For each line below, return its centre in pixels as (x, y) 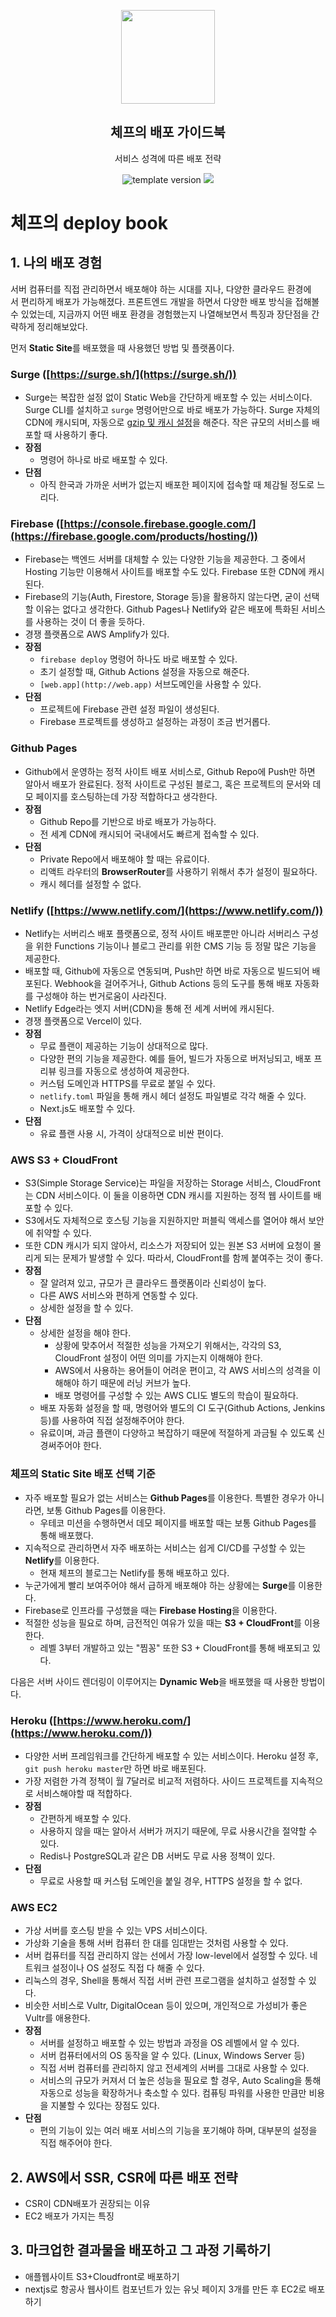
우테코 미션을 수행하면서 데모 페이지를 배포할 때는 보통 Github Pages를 (178, 1522)
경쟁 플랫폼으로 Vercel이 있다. (83, 1021)
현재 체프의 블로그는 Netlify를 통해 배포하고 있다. (134, 1572)
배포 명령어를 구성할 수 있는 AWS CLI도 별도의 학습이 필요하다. (176, 1396)
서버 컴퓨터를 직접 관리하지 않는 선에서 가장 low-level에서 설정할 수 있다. (166, 1956)
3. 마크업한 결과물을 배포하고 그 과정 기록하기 (141, 2250)
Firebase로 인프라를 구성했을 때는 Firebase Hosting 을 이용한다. (151, 1610)
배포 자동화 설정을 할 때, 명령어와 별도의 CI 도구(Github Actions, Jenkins (182, 1408)
